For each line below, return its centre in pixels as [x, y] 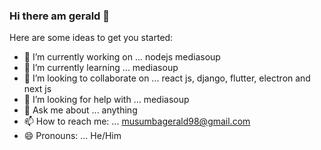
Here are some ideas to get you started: [91, 38]
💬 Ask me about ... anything [80, 110]
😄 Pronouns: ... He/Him [72, 136]
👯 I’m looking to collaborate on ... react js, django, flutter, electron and [167, 78]
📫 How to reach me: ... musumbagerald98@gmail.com [137, 121]
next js [37, 89]
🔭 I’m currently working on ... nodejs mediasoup [122, 57]
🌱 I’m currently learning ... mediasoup [101, 68]
